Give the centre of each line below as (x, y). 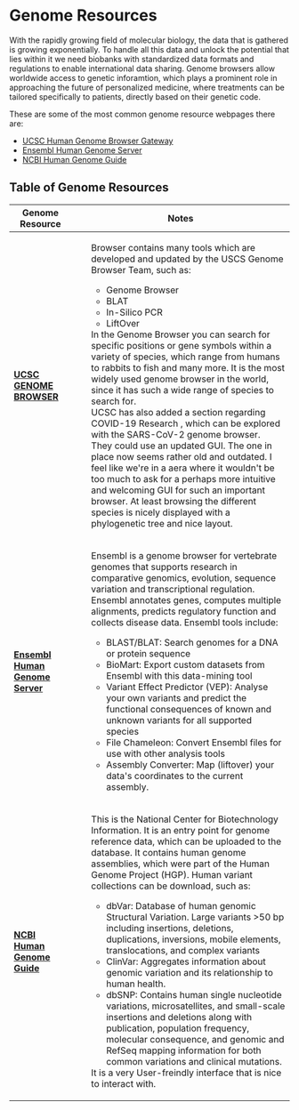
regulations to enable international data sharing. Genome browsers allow (142, 68)
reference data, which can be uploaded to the (186, 841)
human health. (136, 984)
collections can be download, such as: (171, 886)
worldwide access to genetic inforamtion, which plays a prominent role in (143, 77)
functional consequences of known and (189, 709)
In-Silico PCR (134, 312)
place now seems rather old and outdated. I (182, 456)
